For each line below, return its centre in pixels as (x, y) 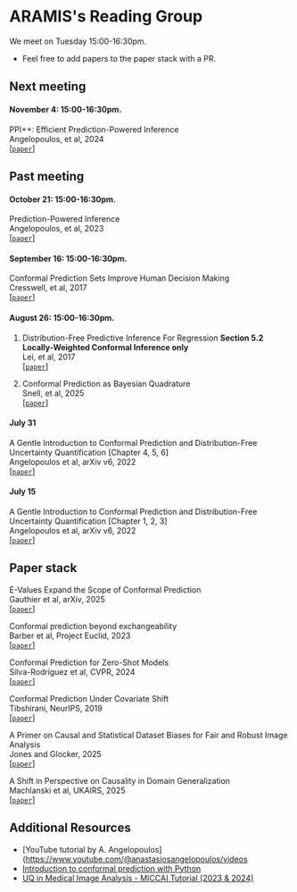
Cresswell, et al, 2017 (48, 288)
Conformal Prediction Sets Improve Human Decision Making (120, 278)
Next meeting (48, 87)
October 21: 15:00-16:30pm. (63, 199)
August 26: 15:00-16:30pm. (62, 317)
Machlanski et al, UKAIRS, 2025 (68, 790)
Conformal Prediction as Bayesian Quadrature (106, 383)
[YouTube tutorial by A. (64, 849)
